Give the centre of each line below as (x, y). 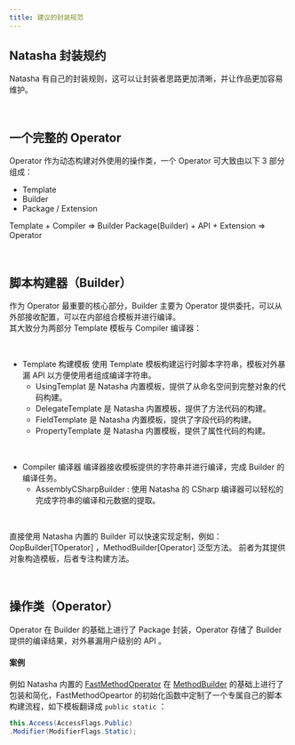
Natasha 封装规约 (58, 56)
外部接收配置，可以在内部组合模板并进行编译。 (95, 317)
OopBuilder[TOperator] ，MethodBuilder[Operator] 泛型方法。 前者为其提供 (147, 548)
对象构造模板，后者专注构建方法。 (72, 559)
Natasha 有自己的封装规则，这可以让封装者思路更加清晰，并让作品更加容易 (146, 79)
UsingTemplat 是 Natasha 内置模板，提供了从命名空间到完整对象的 (156, 387)
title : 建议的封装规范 (47, 17)
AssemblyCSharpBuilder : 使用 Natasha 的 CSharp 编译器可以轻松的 (159, 489)
